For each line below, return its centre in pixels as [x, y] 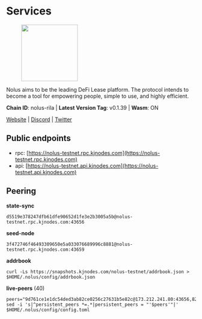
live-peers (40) [26, 288]
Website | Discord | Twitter [39, 119]
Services [29, 11]
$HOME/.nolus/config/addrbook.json [51, 277]
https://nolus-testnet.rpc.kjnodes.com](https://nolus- [94, 153]
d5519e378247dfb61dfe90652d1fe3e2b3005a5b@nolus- [70, 216]
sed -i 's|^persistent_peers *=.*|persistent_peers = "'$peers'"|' [93, 305]
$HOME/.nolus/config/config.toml [48, 310]
